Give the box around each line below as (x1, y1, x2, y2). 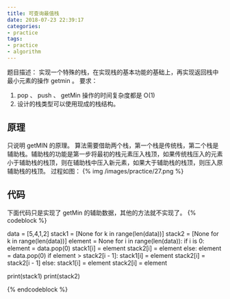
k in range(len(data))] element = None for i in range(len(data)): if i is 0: (7, 237, 205, 245)
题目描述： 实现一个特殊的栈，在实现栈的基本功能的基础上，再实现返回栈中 (7, 68, 219, 76)
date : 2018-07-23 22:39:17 (7, 16, 84, 23)
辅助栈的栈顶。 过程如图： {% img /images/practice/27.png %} (7, 167, 184, 175)
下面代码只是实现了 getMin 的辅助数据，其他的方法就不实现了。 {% (7, 208, 196, 217)
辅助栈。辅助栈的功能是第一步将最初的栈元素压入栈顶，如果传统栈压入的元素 (7, 149, 223, 158)
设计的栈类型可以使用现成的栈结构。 (16, 99, 120, 108)
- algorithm (7, 49, 41, 56)
